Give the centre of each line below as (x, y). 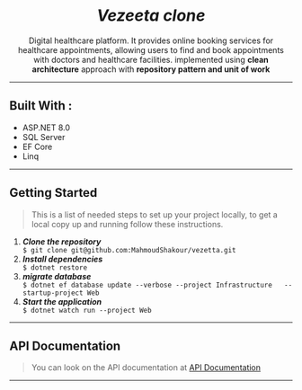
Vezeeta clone (151, 16)
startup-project (53, 293)
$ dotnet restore (55, 267)
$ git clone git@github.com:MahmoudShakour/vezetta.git (129, 250)
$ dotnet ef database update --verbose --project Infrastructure (147, 285)
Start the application (62, 301)
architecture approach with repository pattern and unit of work (151, 69)
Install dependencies (62, 259)
